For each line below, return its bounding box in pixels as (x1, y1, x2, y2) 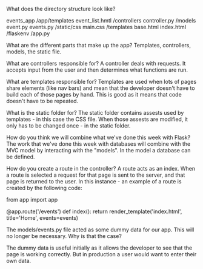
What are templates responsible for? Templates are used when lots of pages (6, 78, 197, 85)
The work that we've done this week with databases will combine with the (6, 140, 191, 148)
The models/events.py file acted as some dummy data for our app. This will (6, 226, 195, 233)
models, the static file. (6, 48, 62, 55)
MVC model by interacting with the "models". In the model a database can (6, 147, 191, 154)
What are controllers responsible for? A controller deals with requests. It (6, 60, 186, 67)
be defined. (6, 153, 35, 160)
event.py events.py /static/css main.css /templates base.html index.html (6, 24, 187, 30)
